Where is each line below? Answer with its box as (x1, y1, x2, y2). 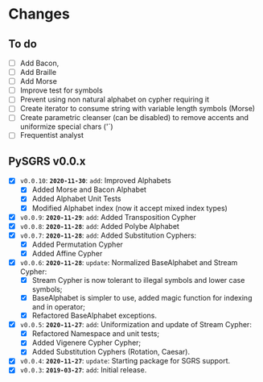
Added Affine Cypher (31, 248, 103, 258)
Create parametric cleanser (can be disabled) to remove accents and (19, 113, 249, 122)
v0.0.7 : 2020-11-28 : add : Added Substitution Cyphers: (19, 230, 197, 240)
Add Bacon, (19, 58, 60, 68)
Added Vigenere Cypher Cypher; (31, 338, 142, 347)
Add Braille (19, 68, 57, 77)
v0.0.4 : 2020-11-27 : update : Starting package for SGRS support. (19, 356, 231, 366)
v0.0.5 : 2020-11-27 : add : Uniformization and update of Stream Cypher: (19, 320, 252, 330)
